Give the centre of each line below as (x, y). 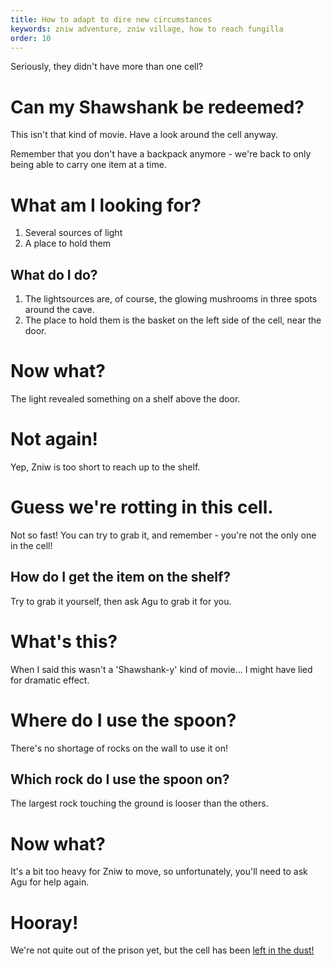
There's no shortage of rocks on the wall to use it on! (119, 748)
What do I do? (54, 274)
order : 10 (31, 38)
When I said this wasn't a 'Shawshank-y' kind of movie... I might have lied (161, 669)
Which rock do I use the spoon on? (120, 779)
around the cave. (59, 310)
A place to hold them (67, 243)
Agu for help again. (50, 882)
